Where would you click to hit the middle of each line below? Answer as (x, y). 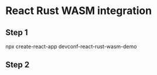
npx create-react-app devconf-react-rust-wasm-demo (71, 46)
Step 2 (18, 65)
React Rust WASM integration (79, 11)
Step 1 (17, 33)
